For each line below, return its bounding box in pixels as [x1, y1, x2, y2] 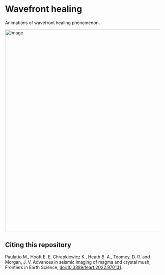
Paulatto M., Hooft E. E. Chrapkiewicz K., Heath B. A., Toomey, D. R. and [5, 254, 150, 260]
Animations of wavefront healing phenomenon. [5, 20, 100, 26]
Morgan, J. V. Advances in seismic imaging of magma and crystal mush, [5, 259, 151, 265]
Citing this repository [5, 241, 72, 249]
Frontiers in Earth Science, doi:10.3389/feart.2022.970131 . [5, 264, 123, 270]
